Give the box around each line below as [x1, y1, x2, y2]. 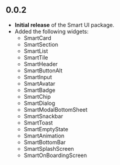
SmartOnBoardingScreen [23, 152, 87, 159]
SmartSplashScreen [23, 145, 74, 152]
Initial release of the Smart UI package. [14, 21, 114, 28]
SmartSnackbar [23, 112, 64, 120]
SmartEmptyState [23, 125, 69, 132]
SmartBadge [23, 86, 56, 94]
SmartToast [23, 119, 53, 126]
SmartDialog [23, 99, 56, 107]
